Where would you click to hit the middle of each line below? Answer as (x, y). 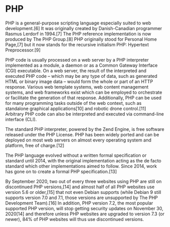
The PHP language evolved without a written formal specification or (76, 155)
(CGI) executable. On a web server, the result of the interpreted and (76, 70)
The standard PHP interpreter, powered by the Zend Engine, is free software (85, 129)
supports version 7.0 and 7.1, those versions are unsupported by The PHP (82, 197)
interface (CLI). (21, 119)
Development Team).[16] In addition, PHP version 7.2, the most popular (79, 203)
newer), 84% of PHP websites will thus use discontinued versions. (75, 219)
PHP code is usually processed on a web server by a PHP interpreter (77, 60)
